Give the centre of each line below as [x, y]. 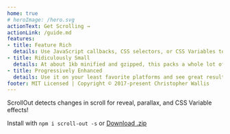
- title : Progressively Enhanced [55, 70]
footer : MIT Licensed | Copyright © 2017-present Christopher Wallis [108, 83]
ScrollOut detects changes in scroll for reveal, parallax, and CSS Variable [110, 103]
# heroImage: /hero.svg [41, 20]
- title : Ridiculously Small [49, 58]
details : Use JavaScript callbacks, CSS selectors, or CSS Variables [114, 52]
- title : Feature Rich [39, 45]
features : [21, 39]
